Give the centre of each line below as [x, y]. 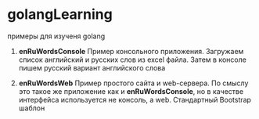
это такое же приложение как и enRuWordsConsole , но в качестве [131, 91]
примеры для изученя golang [56, 36]
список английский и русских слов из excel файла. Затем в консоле [133, 59]
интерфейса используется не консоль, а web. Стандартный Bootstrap [135, 99]
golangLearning [60, 14]
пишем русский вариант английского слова [92, 67]
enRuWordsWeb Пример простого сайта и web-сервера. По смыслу [133, 83]
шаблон [32, 108]
